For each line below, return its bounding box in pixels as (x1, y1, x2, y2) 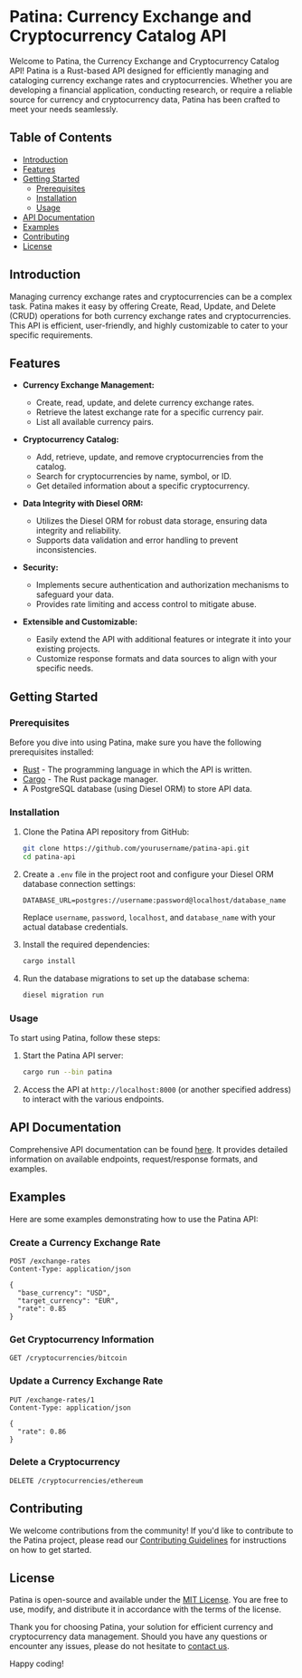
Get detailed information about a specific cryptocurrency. (35, 480, 250, 491)
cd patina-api (22, 853, 76, 862)
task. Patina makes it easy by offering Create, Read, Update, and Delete (9, 301, 276, 312)
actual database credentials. (22, 921, 128, 932)
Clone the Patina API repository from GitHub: (22, 826, 190, 837)
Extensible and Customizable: (22, 616, 138, 627)
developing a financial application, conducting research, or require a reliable (9, 84, 293, 95)
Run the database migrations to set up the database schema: (22, 972, 250, 984)
